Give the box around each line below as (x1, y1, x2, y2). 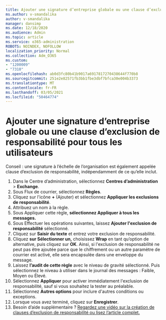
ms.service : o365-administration (5, 40, 74, 44)
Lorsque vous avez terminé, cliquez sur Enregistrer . (12, 299, 119, 305)
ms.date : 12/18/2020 (5, 26, 48, 31)
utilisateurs (5, 147, 53, 159)
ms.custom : (5, 58, 28, 63)
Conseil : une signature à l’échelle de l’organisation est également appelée (5, 163, 156, 169)
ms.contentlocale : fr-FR (5, 85, 57, 90)
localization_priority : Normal (5, 48, 70, 53)
